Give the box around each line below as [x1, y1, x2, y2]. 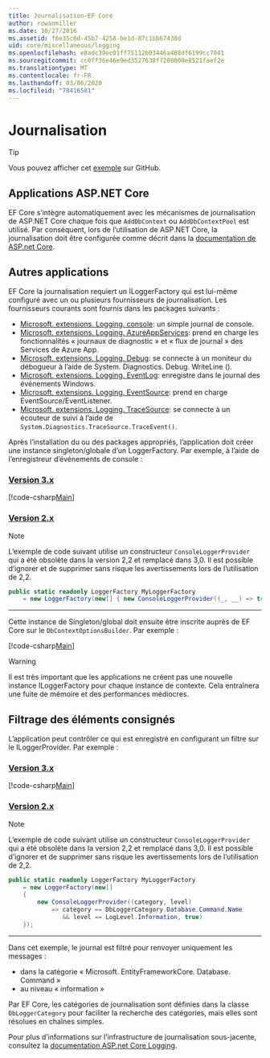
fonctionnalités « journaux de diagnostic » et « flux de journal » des [19, 336, 243, 345]
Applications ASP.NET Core [8, 186, 150, 200]
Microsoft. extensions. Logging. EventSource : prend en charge [19, 387, 228, 397]
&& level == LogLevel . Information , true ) [62, 913, 203, 921]
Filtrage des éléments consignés [8, 713, 175, 726]
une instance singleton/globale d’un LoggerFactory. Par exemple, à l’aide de [8, 445, 260, 455]
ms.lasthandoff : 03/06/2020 [8, 79, 103, 87]
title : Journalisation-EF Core [8, 11, 113, 20]
